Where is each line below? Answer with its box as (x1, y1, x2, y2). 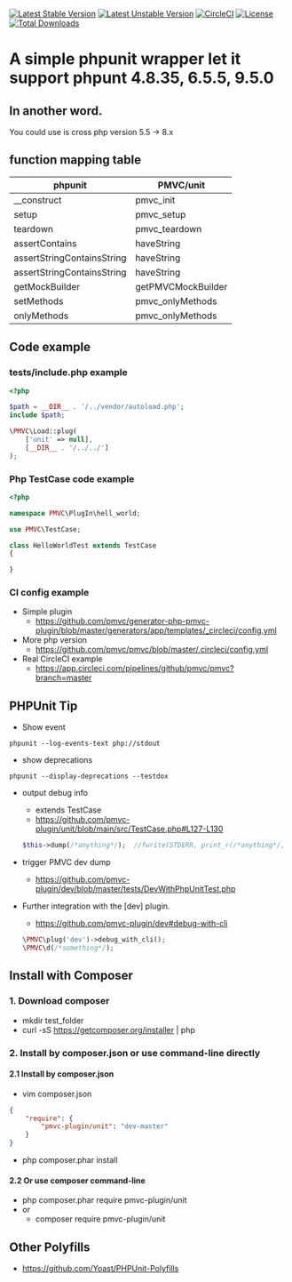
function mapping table (9, 152, 142, 168)
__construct (13, 194, 62, 206)
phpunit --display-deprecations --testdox (9, 772, 169, 781)
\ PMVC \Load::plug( (9, 427, 77, 436)
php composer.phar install (21, 1155, 118, 1166)
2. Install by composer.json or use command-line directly (9, 1046, 260, 1059)
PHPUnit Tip (9, 698, 78, 713)
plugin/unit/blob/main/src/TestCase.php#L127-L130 (35, 823, 224, 835)
